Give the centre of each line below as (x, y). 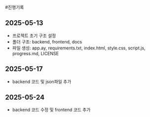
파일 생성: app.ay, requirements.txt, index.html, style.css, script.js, (79, 48)
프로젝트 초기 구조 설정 (34, 36)
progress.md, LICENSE (36, 53)
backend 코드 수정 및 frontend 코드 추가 (51, 110)
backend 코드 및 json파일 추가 (42, 81)
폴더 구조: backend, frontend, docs (47, 41)
